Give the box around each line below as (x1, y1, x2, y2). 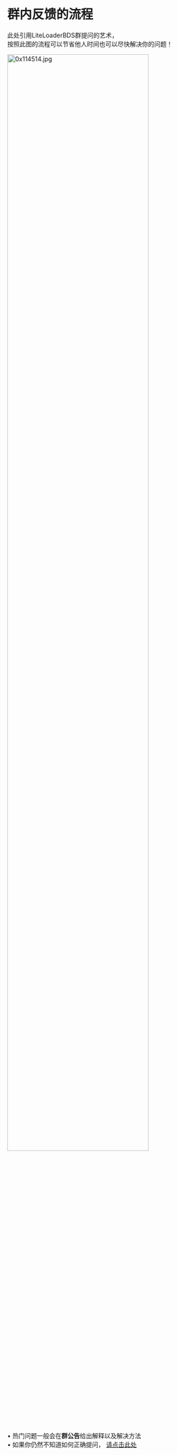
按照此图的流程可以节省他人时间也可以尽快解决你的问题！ (7, 39, 173, 48)
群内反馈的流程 (7, 6, 94, 22)
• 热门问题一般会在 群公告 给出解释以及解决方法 (7, 1431, 141, 1440)
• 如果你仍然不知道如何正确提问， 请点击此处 (7, 1440, 137, 1449)
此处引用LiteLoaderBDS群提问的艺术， (7, 31, 118, 39)
